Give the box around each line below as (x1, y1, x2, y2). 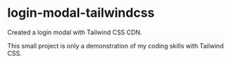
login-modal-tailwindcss (7, 5, 155, 21)
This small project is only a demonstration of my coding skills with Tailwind (7, 41, 224, 50)
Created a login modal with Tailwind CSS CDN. (7, 28, 142, 36)
